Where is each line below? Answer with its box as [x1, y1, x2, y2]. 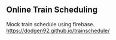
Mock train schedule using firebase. [6, 20, 94, 27]
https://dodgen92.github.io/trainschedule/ [6, 27, 110, 34]
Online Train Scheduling [6, 5, 97, 15]
